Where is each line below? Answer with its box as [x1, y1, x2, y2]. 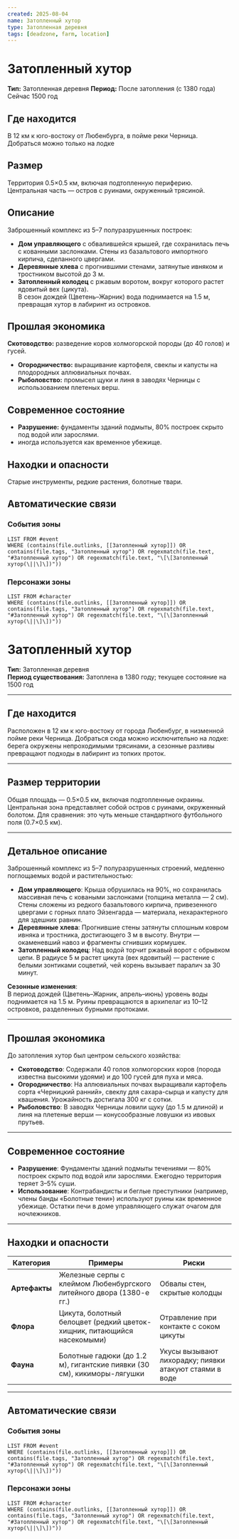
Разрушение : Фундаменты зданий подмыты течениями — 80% [17, 1164, 211, 1173]
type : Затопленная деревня [7, 23, 87, 31]
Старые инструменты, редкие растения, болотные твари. [7, 477, 183, 486]
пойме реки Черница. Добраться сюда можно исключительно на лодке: [7, 734, 229, 742]
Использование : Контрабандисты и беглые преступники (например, [17, 1187, 229, 1195]
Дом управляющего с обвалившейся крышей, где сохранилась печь [17, 239, 230, 248]
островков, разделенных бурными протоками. [7, 1005, 149, 1014]
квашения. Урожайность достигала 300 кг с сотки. [17, 1095, 173, 1104]
